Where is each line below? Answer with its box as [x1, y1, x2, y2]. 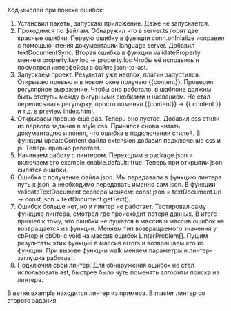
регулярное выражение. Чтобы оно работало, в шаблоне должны [17, 86, 212, 93]
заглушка [17, 254, 46, 261]
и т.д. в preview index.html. [17, 107, 95, 115]
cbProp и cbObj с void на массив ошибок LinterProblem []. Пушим [17, 232, 208, 240]
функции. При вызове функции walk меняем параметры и [17, 246, 188, 254]
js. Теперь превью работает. [17, 144, 101, 152]
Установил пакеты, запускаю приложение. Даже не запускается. [17, 19, 210, 27]
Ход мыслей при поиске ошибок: [7, 6, 105, 14]
